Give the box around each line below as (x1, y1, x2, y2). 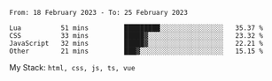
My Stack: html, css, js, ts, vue (9, 63, 136, 72)
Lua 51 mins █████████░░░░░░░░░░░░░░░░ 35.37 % (9, 24, 264, 33)
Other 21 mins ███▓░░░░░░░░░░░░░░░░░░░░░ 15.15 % (9, 47, 264, 55)
